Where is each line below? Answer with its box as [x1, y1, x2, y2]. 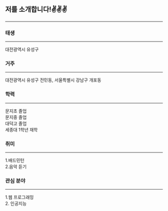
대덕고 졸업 [5, 120, 27, 126]
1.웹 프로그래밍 [5, 194, 34, 200]
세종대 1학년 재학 [5, 126, 38, 132]
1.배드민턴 [5, 157, 25, 163]
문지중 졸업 [5, 114, 27, 120]
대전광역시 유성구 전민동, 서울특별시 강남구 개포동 [5, 77, 101, 83]
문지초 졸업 [5, 107, 27, 114]
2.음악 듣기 [5, 163, 27, 169]
